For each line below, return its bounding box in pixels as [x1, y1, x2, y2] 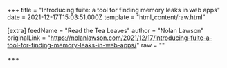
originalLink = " [7, 34, 51, 42]
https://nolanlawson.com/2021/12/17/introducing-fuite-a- [50, 34, 212, 42]
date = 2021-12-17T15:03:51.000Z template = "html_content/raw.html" [7, 13, 206, 21]
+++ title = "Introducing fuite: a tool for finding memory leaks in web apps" [7, 6, 220, 14]
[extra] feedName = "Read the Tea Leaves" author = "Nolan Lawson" [7, 27, 204, 34]
